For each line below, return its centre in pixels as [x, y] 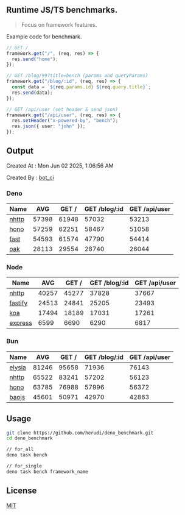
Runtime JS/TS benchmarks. [62, 10]
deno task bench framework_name [47, 472]
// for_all [20, 449]
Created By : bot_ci [30, 177]
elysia [18, 367]
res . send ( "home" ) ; [35, 59]
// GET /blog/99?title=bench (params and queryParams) [77, 76]
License [22, 491]
